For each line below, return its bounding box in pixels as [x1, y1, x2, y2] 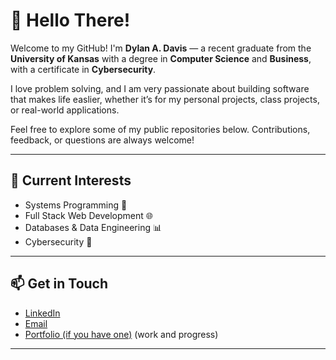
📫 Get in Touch [10, 275, 109, 293]
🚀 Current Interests [10, 172, 132, 189]
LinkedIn [24, 307, 61, 319]
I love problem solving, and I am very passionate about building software [10, 82, 310, 94]
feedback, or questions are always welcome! [10, 134, 195, 146]
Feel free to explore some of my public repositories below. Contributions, [10, 123, 311, 135]
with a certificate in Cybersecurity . [10, 63, 157, 75]
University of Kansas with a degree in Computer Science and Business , [10, 52, 312, 64]
